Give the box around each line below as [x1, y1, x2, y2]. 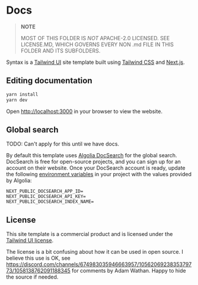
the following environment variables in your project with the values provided [6, 171, 191, 178]
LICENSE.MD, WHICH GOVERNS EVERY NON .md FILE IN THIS [20, 41, 174, 48]
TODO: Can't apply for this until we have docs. [6, 140, 120, 148]
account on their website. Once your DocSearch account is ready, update [6, 164, 186, 171]
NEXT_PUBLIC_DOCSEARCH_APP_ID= [6, 189, 84, 195]
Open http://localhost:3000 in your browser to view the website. [6, 108, 163, 115]
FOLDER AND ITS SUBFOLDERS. [20, 47, 101, 54]
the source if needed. [6, 273, 59, 281]
